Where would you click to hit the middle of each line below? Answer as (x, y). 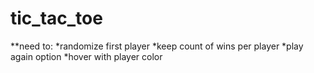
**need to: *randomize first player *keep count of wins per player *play (157, 46)
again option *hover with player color (86, 56)
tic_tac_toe (56, 18)
